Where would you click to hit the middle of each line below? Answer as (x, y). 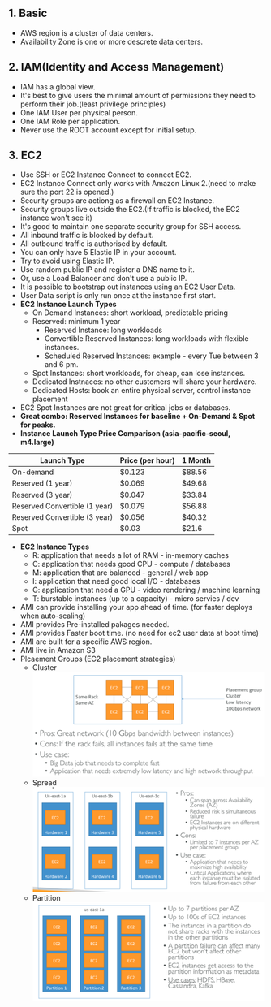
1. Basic (28, 13)
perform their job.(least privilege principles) (93, 104)
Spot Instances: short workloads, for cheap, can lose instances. (139, 374)
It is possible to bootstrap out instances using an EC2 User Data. (128, 287)
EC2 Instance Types (55, 547)
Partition (46, 897)
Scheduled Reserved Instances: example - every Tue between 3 (152, 356)
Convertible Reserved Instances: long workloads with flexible (146, 339)
